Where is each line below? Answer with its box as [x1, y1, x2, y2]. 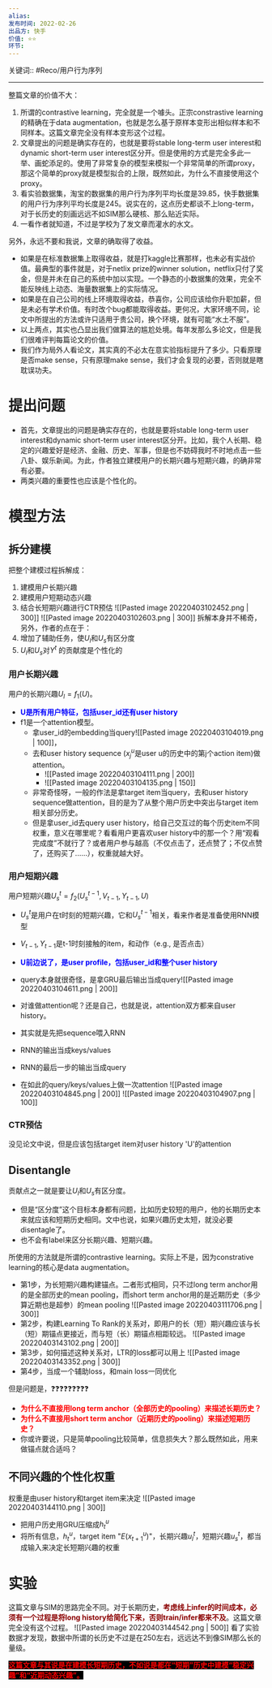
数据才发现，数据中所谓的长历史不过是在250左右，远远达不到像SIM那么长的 [8, 1633, 261, 1643]
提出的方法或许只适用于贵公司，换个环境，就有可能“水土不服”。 [41, 314, 254, 325]
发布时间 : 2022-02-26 [8, 19, 77, 28]
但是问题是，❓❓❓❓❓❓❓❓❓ [8, 1384, 89, 1393]
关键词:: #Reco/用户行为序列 [8, 66, 103, 76]
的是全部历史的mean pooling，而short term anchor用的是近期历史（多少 [19, 1289, 261, 1299]
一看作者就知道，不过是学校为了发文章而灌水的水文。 [19, 219, 198, 229]
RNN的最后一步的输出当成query [19, 1062, 127, 1072]
